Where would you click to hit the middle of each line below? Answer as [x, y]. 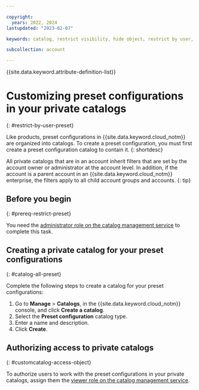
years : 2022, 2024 [35, 22]
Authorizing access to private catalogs [80, 348]
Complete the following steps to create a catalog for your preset [85, 285]
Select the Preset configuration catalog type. [71, 316]
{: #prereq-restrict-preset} [39, 214]
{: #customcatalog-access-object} [49, 362]
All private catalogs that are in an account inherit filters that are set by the [97, 162]
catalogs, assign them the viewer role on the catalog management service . [98, 380]
